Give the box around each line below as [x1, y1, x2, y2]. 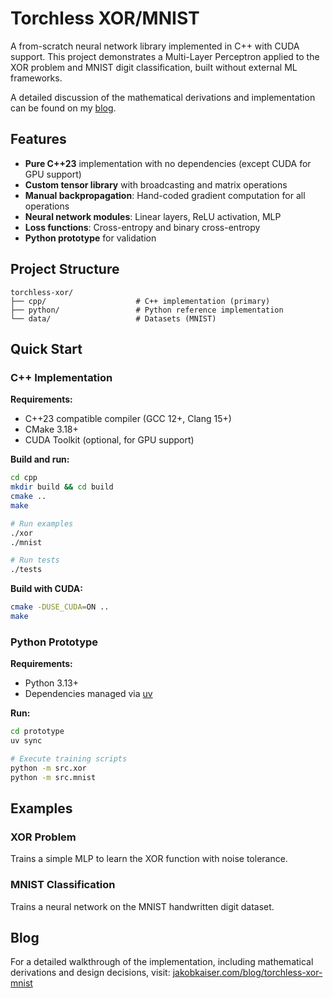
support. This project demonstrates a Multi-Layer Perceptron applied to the [10, 50, 320, 62]
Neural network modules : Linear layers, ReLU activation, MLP [24, 210, 282, 222]
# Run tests [10, 555, 60, 566]
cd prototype [10, 727, 65, 737]
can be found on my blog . [10, 102, 117, 114]
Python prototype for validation [24, 232, 157, 244]
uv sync [10, 736, 43, 746]
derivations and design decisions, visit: [10, 967, 171, 979]
